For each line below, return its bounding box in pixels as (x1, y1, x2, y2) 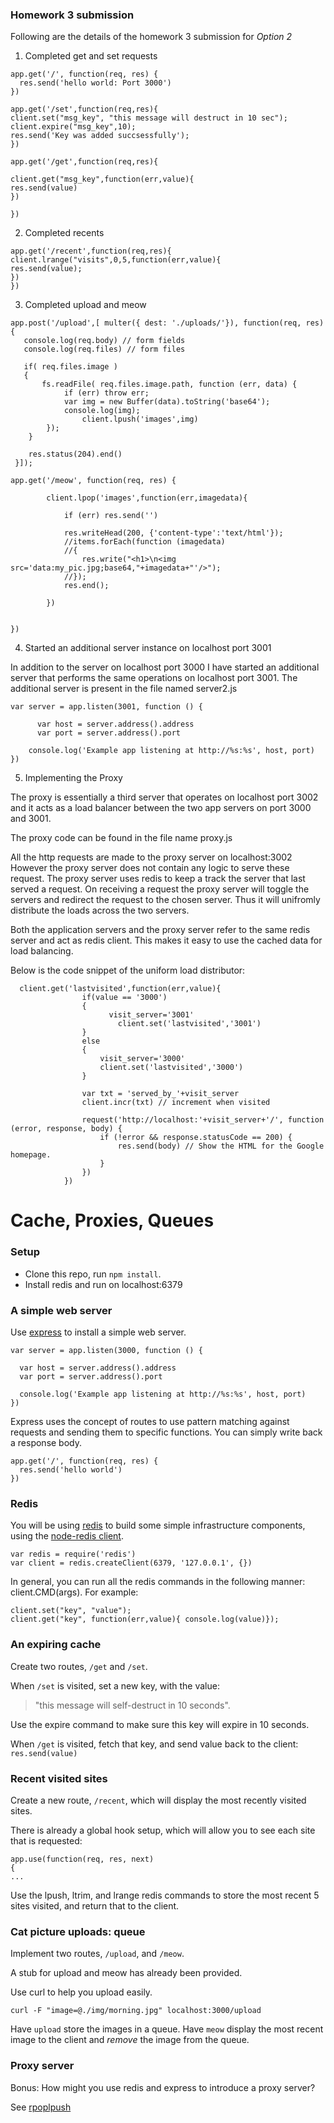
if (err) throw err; (63, 388, 150, 398)
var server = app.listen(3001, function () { (10, 702, 203, 712)
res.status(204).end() (28, 449, 123, 460)
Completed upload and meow (24, 299, 147, 311)
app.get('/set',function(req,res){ (10, 104, 159, 115)
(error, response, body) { (10, 1124, 123, 1134)
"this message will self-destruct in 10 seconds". (34, 1699, 231, 1711)
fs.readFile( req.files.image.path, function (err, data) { (41, 379, 298, 390)
